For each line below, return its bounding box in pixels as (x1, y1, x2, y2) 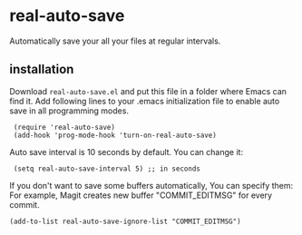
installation (9, 62, 74, 77)
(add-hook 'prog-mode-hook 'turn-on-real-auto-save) (13, 131, 218, 140)
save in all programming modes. (9, 105, 130, 116)
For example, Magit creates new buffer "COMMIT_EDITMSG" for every (9, 190, 273, 201)
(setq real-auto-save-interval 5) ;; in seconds (13, 164, 201, 173)
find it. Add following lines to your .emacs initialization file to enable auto (9, 95, 280, 106)
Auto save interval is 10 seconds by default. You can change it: (9, 146, 243, 157)
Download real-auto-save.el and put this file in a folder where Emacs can (9, 85, 287, 96)
